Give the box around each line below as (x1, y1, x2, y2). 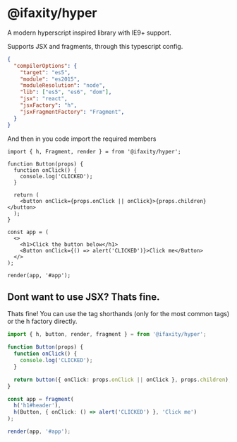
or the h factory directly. (7, 317, 78, 326)
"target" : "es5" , (20, 69, 71, 76)
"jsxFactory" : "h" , (20, 102, 78, 109)
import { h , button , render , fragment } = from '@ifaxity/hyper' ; (7, 331, 207, 338)
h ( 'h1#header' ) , (13, 402, 61, 409)
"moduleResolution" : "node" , (20, 82, 106, 89)
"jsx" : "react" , (20, 95, 68, 103)
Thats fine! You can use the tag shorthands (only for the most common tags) (7, 310, 230, 318)
